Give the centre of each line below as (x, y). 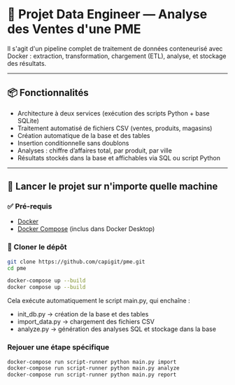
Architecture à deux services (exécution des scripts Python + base (113, 113)
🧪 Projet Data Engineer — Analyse (107, 14)
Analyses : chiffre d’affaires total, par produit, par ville (95, 150)
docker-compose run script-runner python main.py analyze (93, 368)
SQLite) (28, 120)
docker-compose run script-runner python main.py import (92, 362)
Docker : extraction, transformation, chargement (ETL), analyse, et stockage (117, 56)
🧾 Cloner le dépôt (37, 247)
